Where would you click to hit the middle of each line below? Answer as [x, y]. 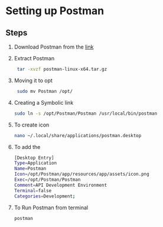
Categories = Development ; [45, 196]
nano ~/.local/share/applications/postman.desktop [78, 135]
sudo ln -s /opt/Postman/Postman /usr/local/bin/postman [86, 113]
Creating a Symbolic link [44, 102]
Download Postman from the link [54, 47]
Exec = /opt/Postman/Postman [47, 180]
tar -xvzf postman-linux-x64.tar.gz [62, 69]
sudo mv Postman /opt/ [45, 91]
